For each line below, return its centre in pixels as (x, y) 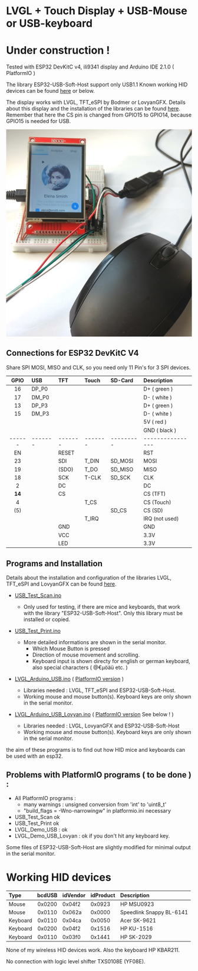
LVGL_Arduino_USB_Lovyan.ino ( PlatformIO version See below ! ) (94, 715)
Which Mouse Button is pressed (71, 649)
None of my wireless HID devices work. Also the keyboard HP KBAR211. (93, 950)
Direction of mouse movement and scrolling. (86, 655)
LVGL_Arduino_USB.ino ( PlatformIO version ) (69, 679)
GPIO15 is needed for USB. (39, 121)
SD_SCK (121, 478)
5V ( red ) (155, 422)
